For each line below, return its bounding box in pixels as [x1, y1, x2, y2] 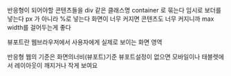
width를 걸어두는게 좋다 [7, 23, 71, 31]
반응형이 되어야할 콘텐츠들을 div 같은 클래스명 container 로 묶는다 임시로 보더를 [7, 6, 221, 14]
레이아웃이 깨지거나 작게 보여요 [14, 61, 98, 69]
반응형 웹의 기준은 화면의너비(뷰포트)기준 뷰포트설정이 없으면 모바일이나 [7, 53, 201, 61]
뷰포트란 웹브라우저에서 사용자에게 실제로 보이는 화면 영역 [7, 38, 163, 46]
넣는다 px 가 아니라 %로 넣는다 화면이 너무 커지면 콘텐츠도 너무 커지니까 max [7, 15, 214, 23]
